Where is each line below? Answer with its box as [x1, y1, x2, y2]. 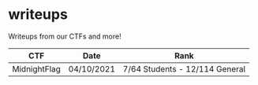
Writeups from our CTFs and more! [8, 31, 122, 41]
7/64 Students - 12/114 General [122, 63, 246, 74]
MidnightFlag [12, 63, 62, 74]
